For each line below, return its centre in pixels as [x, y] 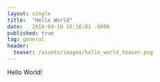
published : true [30, 33]
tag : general [26, 40]
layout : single [29, 14]
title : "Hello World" [40, 20]
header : [18, 46]
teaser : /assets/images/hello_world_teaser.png [83, 53]
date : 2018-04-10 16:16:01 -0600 [59, 26]
